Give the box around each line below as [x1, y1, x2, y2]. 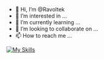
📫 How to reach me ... [15, 32, 72, 39]
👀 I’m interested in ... [15, 12, 67, 19]
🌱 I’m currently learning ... [15, 19, 81, 26]
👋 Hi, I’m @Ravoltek [15, 6, 65, 13]
